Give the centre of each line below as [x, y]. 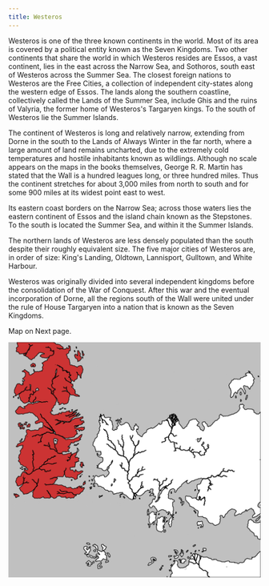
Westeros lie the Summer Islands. [63, 117]
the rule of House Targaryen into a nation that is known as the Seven [121, 307]
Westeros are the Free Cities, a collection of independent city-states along [131, 83]
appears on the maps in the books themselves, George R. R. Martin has [126, 167]
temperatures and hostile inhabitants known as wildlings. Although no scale [133, 158]
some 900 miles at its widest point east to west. [87, 192]
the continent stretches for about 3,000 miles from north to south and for [128, 183]
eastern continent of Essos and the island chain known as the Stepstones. [130, 216]
